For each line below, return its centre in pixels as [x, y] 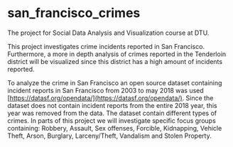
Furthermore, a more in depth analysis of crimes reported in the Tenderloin [117, 54]
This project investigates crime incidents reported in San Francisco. [106, 46]
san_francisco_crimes [74, 13]
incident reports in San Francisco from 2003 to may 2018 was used [105, 90]
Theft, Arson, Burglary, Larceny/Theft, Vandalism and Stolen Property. [109, 136]
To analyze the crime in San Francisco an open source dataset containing [115, 82]
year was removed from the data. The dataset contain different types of [112, 113]
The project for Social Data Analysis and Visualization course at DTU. [108, 33]
